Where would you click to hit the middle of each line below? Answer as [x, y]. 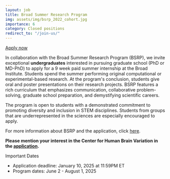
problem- [146, 90]
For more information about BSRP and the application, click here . [73, 131]
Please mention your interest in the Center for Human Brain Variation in [82, 141]
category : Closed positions [35, 29]
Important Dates [22, 156]
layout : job [18, 10]
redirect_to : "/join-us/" [32, 33]
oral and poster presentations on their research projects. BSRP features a [82, 84]
